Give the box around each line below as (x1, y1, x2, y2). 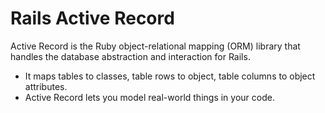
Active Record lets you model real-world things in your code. (24, 91, 275, 103)
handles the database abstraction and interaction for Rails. (10, 50, 251, 62)
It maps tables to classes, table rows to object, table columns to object (24, 70, 316, 82)
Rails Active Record (10, 7, 175, 30)
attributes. (24, 80, 68, 92)
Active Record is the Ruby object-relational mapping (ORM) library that (10, 40, 301, 52)
